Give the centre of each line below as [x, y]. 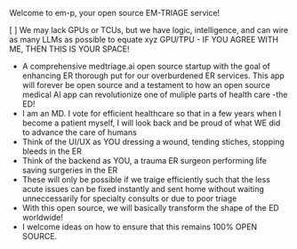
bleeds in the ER [52, 151]
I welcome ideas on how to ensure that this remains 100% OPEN [140, 227]
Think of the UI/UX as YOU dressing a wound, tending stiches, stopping [153, 142]
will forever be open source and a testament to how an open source [146, 85]
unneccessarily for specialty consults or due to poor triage [129, 198]
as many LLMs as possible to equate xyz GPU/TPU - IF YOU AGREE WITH [144, 40]
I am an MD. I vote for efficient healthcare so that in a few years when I [152, 113]
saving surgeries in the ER [70, 170]
